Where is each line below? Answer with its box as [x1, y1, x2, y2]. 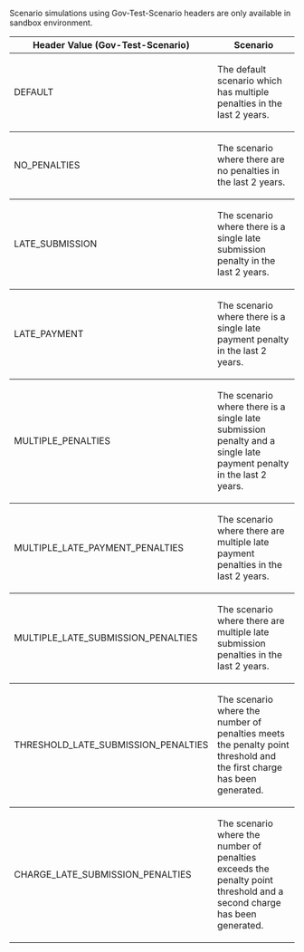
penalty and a [216, 435, 276, 447]
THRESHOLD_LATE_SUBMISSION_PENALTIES [14, 738, 209, 751]
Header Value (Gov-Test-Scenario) [33, 39, 190, 51]
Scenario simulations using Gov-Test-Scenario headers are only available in [9, 8, 291, 18]
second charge [216, 897, 282, 909]
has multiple [216, 86, 270, 98]
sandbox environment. [9, 17, 93, 28]
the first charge [216, 761, 283, 774]
